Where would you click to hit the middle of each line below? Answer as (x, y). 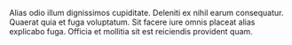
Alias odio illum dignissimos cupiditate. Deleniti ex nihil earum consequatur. (146, 13)
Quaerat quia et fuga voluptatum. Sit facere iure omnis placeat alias (132, 22)
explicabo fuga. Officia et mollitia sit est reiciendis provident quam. (131, 31)
